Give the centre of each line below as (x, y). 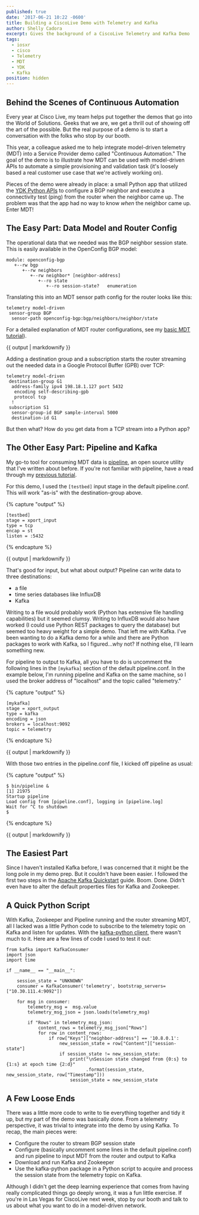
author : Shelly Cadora (34, 28)
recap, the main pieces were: (42, 1132)
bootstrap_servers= (142, 986)
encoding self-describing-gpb (51, 392)
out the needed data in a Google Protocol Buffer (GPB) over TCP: (86, 365)
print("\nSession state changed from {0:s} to (128, 1059)
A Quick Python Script (48, 905)
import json (21, 955)
